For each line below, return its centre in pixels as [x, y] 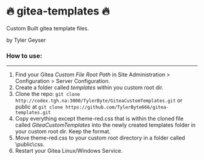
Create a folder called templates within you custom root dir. [89, 88]
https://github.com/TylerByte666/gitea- [117, 107]
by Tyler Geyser [26, 40]
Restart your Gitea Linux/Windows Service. [69, 151]
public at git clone [39, 107]
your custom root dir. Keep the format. [63, 132]
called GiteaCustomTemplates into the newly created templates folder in [105, 125]
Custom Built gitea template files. [48, 28]
